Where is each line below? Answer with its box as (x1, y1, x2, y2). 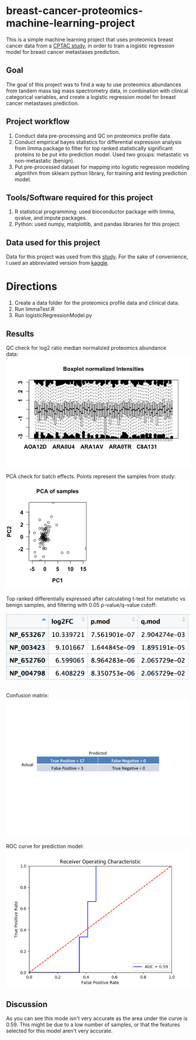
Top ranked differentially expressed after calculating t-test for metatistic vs (6, 595, 185, 602)
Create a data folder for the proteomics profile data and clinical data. (14, 299, 180, 306)
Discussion (6, 999, 48, 1009)
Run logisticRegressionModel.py (14, 312, 92, 319)
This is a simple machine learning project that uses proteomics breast (6, 36, 173, 43)
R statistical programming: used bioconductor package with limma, (14, 208, 176, 215)
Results (6, 329, 34, 339)
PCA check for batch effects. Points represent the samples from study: (6, 473, 176, 480)
